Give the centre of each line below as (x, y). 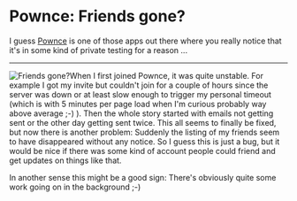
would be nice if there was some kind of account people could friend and (142, 151)
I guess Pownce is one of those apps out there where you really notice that (145, 41)
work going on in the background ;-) (75, 187)
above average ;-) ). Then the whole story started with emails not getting (141, 113)
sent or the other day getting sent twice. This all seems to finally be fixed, (143, 122)
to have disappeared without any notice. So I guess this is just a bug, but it (145, 141)
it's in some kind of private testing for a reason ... (99, 50)
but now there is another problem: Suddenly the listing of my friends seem (145, 132)
